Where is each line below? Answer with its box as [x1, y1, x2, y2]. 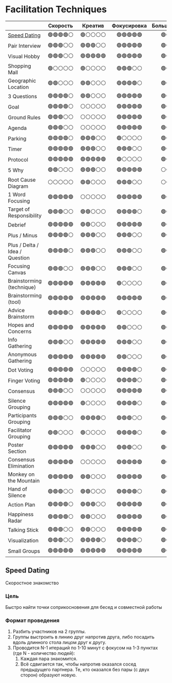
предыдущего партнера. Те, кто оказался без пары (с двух [20, 667, 149, 673]
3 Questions [8, 93, 37, 100]
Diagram [8, 183, 29, 190]
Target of [8, 206, 30, 213]
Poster [8, 441, 24, 448]
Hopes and [8, 321, 34, 328]
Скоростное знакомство [5, 580, 59, 586]
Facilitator [8, 426, 32, 433]
